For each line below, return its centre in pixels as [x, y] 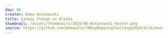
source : [13, 28]
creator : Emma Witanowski [32, 14]
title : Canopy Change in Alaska [39, 19]
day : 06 [13, 10]
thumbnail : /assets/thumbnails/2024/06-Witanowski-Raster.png [71, 23]
